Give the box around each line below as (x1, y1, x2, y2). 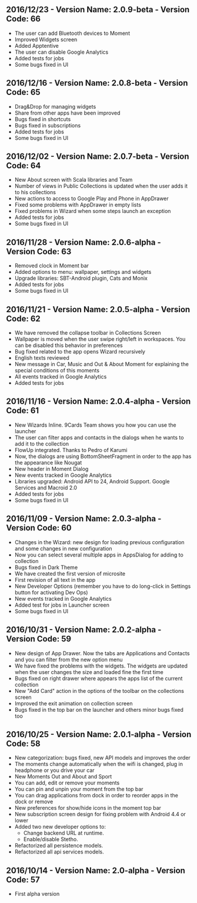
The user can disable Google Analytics (14, 48, 109, 55)
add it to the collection (14, 440, 69, 447)
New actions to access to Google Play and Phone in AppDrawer (14, 195, 169, 202)
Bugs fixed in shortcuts (14, 115, 71, 123)
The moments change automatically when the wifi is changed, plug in (14, 761, 183, 768)
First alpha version (14, 891, 60, 898)
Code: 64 (6, 161, 41, 171)
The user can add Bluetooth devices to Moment (14, 30, 131, 37)
